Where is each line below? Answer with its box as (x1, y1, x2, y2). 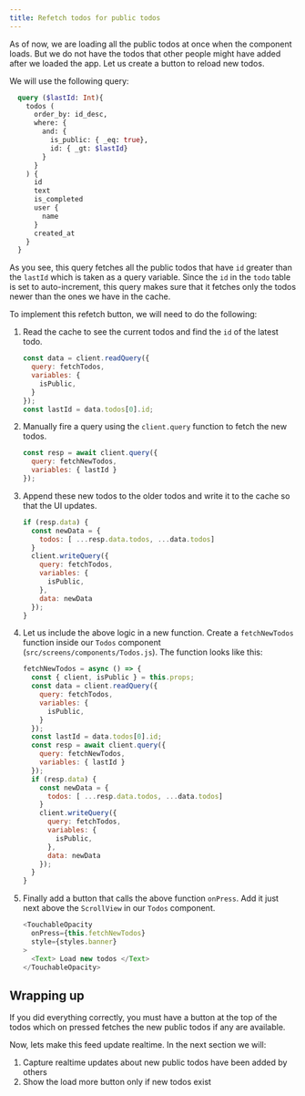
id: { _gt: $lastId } (49, 143, 128, 153)
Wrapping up (9, 987, 85, 1003)
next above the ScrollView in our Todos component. (22, 903, 216, 914)
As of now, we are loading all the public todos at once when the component (9, 38, 293, 49)
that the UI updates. (22, 500, 97, 511)
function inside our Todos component (22, 637, 161, 648)
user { (33, 203, 59, 212)
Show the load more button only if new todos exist (22, 1077, 212, 1088)
